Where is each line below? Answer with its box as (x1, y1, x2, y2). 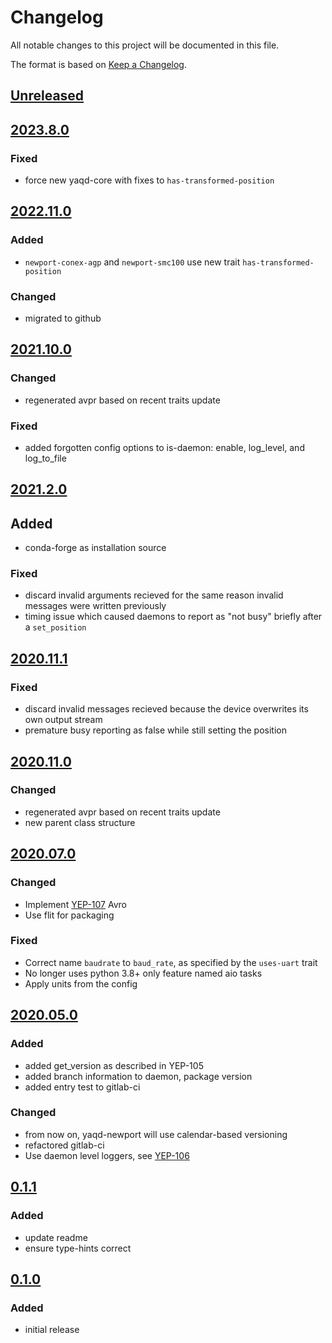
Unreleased (10, 87, 85, 105)
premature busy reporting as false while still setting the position (24, 724, 287, 736)
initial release (24, 1324, 80, 1336)
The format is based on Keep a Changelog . (10, 58, 187, 70)
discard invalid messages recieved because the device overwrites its (24, 703, 309, 715)
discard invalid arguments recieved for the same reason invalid (24, 589, 284, 601)
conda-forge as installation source (24, 542, 167, 554)
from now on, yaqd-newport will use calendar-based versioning (24, 1128, 288, 1140)
